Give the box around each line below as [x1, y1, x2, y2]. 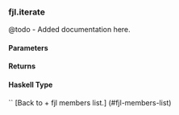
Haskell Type [8, 80, 53, 90]
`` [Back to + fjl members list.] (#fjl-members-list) [8, 97, 172, 107]
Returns [8, 61, 36, 71]
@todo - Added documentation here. [8, 25, 131, 35]
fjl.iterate [8, 6, 46, 18]
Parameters [8, 43, 48, 52]
